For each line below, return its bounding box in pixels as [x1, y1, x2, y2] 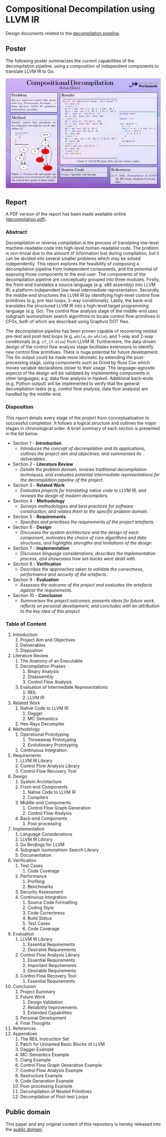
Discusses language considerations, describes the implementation [20, 550, 156, 556]
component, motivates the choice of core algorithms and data [20, 535, 147, 541]
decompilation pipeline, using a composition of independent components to [5, 63, 159, 69]
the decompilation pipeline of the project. [20, 477, 104, 483]
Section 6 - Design [12, 524, 52, 530]
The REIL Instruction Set [20, 1036, 69, 1042]
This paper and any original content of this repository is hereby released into [5, 1121, 161, 1127]
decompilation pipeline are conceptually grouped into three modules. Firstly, [5, 277, 160, 283]
